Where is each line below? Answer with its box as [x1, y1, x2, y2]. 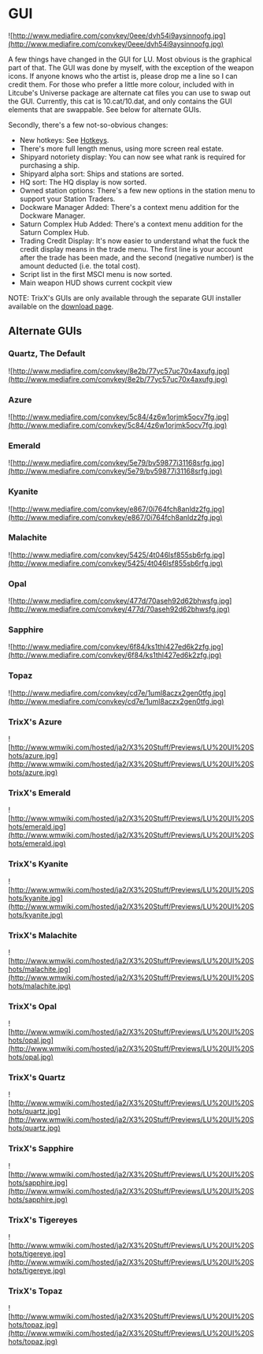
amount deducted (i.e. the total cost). [19, 261, 140, 271]
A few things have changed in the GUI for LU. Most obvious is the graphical [8, 54, 252, 64]
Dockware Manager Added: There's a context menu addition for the [19, 202, 240, 211]
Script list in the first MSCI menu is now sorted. [19, 269, 173, 279]
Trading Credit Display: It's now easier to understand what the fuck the [19, 236, 250, 245]
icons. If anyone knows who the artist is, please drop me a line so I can [8, 71, 238, 80]
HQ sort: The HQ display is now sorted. [19, 177, 147, 186]
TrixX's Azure [8, 716, 62, 727]
